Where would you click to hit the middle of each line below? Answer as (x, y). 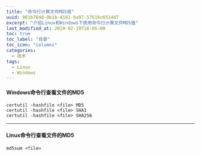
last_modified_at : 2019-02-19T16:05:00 (56, 28)
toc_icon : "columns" (32, 45)
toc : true (19, 34)
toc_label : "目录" (28, 39)
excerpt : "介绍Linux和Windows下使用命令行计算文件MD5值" (72, 23)
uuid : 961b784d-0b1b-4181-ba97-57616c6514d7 (63, 17)
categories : (21, 51)
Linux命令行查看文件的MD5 (40, 135)
